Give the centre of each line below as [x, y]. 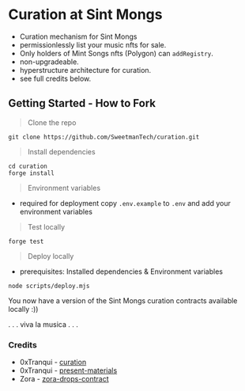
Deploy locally [51, 256]
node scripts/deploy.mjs [49, 286]
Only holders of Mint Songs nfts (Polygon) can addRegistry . [116, 53]
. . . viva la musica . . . [43, 324]
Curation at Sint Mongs [85, 15]
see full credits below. [55, 78]
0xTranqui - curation [53, 363]
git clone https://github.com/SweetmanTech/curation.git [104, 137]
